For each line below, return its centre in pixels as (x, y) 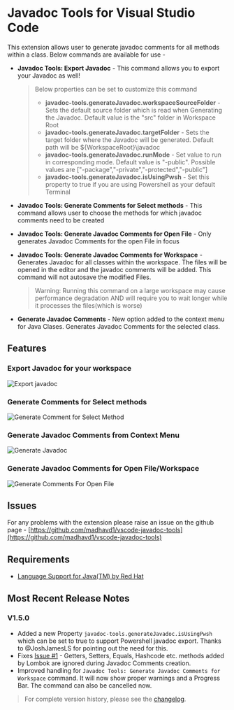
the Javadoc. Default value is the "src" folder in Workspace (131, 118)
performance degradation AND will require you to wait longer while (131, 298)
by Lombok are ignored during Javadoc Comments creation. (104, 663)
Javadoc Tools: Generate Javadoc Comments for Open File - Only (114, 234)
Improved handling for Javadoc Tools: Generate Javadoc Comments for (119, 670)
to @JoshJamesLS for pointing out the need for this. (93, 648)
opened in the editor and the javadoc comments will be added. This (114, 269)
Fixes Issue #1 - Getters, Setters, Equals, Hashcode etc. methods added (121, 655)
